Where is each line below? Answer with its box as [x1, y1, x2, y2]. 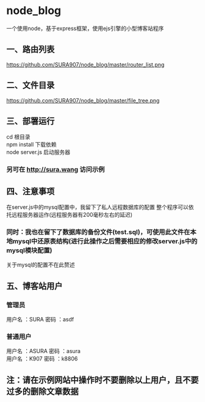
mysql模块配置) [6, 246, 53, 255]
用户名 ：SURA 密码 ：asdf [6, 316, 74, 323]
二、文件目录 [6, 80, 55, 90]
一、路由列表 [6, 44, 55, 55]
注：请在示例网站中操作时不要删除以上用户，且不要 [6, 375, 199, 385]
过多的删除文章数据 [6, 386, 79, 397]
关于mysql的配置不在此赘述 [6, 261, 75, 269]
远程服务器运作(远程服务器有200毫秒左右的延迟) [11, 211, 133, 219]
